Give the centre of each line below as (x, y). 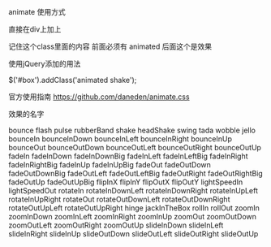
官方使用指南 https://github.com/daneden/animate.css (99, 97)
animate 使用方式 (37, 12)
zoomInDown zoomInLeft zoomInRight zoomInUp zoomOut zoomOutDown (133, 217)
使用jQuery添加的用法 (45, 64)
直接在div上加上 (35, 29)
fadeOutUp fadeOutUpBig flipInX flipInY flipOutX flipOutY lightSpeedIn (126, 182)
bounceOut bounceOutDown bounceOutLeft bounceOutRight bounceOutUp (135, 147)
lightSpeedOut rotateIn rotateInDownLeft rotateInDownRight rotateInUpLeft (133, 191)
